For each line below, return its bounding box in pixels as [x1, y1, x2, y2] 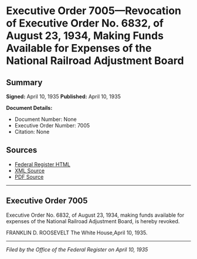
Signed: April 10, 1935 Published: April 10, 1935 [6, 93, 121, 100]
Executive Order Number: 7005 [14, 122, 90, 129]
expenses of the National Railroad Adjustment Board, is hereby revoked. [6, 217, 180, 224]
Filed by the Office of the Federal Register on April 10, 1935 [6, 245, 148, 253]
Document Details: [6, 105, 53, 111]
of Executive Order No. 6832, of [6, 16, 164, 30]
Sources [6, 145, 38, 155]
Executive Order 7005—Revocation [6, 4, 182, 18]
